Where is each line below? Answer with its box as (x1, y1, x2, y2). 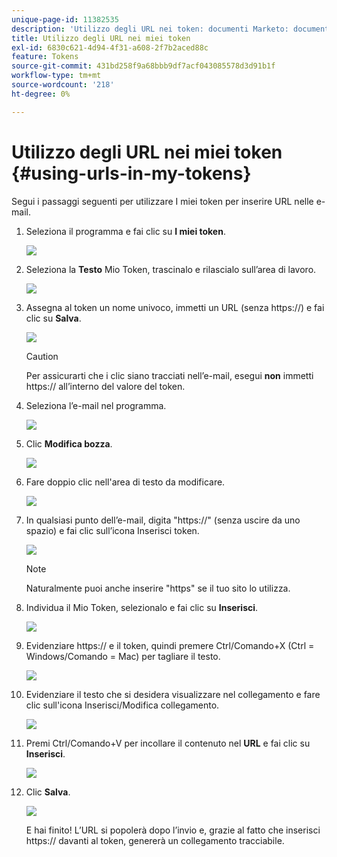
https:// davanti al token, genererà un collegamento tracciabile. (25, 834, 285, 846)
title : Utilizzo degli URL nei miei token (11, 33, 191, 43)
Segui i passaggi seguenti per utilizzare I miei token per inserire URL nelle (11, 195, 314, 207)
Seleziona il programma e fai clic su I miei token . (25, 225, 226, 237)
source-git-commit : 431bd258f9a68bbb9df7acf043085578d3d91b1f (11, 61, 276, 71)
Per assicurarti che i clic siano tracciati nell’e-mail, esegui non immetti (25, 369, 314, 381)
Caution (25, 350, 59, 362)
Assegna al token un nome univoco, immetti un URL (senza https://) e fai (25, 301, 325, 313)
